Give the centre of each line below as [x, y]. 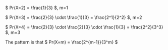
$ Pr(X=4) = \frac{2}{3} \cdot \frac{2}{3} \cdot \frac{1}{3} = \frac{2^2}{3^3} [84, 27]
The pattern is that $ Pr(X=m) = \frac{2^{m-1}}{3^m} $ [62, 42]
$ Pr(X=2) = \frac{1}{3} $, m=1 [37, 8]
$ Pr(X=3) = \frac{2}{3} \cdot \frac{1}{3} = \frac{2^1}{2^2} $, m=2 [74, 17]
